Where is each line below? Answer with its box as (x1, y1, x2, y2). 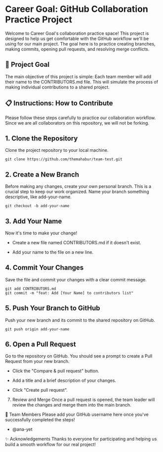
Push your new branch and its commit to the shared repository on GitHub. (5, 317, 156, 323)
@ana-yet (12, 426, 33, 432)
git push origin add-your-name (5, 326, 70, 332)
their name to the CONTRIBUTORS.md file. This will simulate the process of (5, 79, 159, 85)
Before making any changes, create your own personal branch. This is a (5, 183, 152, 189)
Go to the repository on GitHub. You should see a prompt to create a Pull (5, 353, 153, 359)
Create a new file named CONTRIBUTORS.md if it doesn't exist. (12, 240, 142, 245)
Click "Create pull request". (12, 387, 68, 393)
